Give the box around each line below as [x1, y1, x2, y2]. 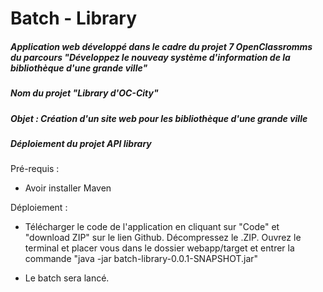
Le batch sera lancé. [24, 272, 110, 284]
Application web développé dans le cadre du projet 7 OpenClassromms [10, 40, 313, 52]
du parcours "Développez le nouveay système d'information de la [10, 51, 291, 63]
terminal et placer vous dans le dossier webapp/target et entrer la [24, 242, 295, 254]
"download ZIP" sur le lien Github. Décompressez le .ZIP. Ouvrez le [24, 232, 302, 244]
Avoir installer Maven [24, 182, 112, 194]
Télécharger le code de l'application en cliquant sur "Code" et [24, 221, 280, 233]
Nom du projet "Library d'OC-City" [10, 87, 159, 99]
